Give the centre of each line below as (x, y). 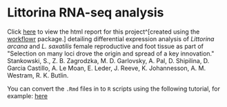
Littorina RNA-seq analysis (86, 13)
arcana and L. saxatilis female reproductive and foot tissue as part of (106, 46)
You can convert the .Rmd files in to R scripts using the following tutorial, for (114, 88)
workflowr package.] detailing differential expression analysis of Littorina (111, 38)
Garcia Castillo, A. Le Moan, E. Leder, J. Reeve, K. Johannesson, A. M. (107, 68)
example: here (28, 96)
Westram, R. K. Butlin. (38, 75)
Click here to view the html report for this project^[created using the (103, 32)
